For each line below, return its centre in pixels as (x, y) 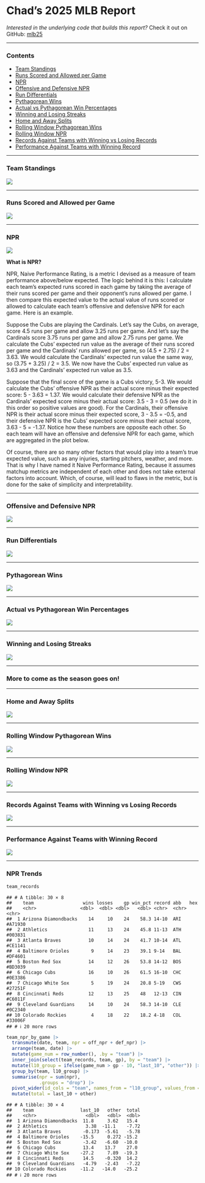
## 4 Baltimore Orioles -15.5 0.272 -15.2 (72, 1137)
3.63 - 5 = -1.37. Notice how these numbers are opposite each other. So (96, 428)
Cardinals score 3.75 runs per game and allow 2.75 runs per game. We (95, 338)
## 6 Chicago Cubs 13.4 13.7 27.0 (72, 1148)
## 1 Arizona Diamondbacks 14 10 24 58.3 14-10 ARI (94, 919)
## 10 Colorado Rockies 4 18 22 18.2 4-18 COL (94, 1015)
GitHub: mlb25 (24, 34)
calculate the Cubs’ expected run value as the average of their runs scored (100, 344)
